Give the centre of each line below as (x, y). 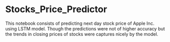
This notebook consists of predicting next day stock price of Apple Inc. (80, 23)
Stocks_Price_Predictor (56, 9)
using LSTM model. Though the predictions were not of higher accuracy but (85, 28)
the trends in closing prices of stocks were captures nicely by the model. (82, 34)
